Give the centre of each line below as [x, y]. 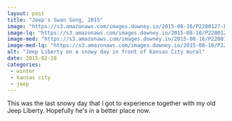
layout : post [26, 13]
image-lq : [21, 33]
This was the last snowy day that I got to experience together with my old [112, 103]
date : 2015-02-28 [32, 58]
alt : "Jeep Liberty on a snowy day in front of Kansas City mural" [106, 52]
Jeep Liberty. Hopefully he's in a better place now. [79, 111]
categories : [24, 65]
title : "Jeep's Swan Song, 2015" [55, 20]
